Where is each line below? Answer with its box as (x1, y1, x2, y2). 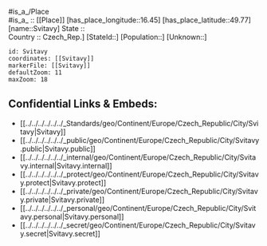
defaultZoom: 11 (8, 69, 62, 77)
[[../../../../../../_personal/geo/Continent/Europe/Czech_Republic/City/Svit (19, 203, 257, 212)
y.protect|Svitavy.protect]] (19, 177, 107, 187)
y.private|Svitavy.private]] (19, 195, 105, 204)
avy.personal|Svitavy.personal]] (19, 212, 124, 221)
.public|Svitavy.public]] (19, 144, 96, 153)
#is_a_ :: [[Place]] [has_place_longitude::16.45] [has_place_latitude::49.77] (8, 15, 251, 25)
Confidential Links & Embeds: (8, 97, 158, 111)
